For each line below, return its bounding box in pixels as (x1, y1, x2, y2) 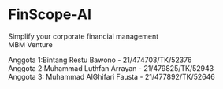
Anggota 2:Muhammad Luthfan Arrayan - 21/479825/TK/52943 (8, 63, 214, 72)
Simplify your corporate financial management (8, 32, 159, 41)
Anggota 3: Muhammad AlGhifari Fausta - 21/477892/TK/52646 (8, 72, 215, 81)
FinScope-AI (8, 6, 92, 24)
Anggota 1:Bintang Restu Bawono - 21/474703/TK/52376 (8, 55, 192, 65)
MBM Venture (8, 39, 53, 49)
